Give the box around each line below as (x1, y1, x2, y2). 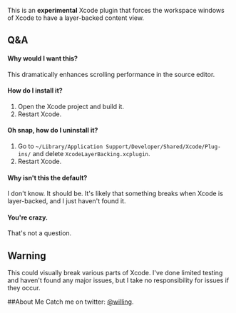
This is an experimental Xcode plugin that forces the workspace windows (7, 6, 225, 14)
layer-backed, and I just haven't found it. (7, 197, 126, 205)
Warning (7, 250, 46, 262)
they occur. (7, 284, 41, 292)
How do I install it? (7, 86, 63, 95)
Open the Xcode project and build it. (17, 102, 125, 111)
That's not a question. (7, 229, 72, 237)
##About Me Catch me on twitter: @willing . (7, 297, 134, 306)
